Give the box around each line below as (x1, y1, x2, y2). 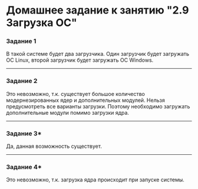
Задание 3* (6, 129, 42, 137)
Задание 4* (6, 163, 42, 171)
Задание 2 (6, 77, 38, 85)
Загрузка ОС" (6, 16, 78, 29)
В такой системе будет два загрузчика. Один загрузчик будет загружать (6, 51, 190, 58)
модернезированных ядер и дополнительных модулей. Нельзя (6, 97, 165, 104)
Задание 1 (6, 37, 37, 45)
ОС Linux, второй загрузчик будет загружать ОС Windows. (6, 57, 154, 64)
